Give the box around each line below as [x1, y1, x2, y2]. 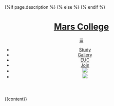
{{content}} [4, 96, 27, 102]
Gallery [77, 52, 93, 57]
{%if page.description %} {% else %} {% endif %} [4, 4, 106, 10]
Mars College [54, 21, 109, 33]
